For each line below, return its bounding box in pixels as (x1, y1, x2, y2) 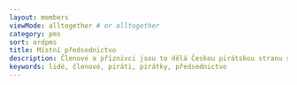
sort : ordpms (9, 37, 57, 47)
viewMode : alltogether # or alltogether (9, 21, 161, 30)
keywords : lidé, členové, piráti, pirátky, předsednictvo (9, 63, 227, 72)
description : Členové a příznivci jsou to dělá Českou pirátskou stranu (9, 54, 283, 63)
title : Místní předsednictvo (9, 46, 117, 55)
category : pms (9, 29, 62, 38)
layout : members (9, 12, 69, 22)
